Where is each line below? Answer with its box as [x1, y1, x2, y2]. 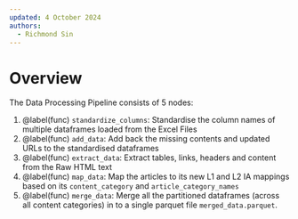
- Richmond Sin [17, 29, 74, 38]
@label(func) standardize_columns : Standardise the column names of [21, 115, 276, 126]
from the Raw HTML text [21, 162, 113, 173]
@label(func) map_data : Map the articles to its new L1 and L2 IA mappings [21, 171, 290, 182]
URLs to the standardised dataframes [21, 143, 159, 154]
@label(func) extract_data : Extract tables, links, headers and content [21, 152, 277, 163]
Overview [9, 68, 83, 88]
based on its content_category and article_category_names [21, 181, 239, 191]
